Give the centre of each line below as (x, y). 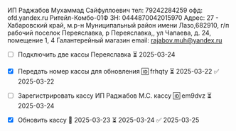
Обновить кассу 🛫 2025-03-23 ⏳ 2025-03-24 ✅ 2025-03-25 (108, 120)
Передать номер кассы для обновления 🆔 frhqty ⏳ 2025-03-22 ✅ (118, 71)
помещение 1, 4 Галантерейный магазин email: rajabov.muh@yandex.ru (115, 40)
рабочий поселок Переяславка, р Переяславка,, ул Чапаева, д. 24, (109, 33)
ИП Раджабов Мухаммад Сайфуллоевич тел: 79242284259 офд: (105, 10)
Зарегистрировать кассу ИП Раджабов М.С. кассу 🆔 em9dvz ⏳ (114, 96)
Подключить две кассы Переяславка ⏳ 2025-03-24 (96, 55)
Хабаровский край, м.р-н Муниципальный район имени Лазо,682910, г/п (118, 25)
